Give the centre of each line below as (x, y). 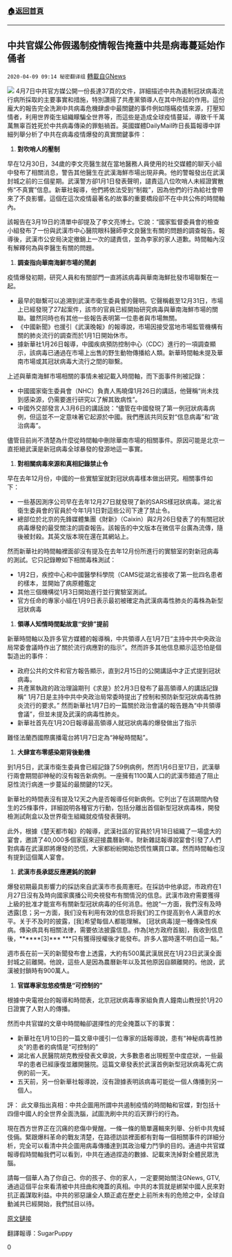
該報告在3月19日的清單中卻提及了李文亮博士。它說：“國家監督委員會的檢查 (113, 222)
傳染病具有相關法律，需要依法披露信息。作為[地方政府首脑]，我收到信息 (121, 930)
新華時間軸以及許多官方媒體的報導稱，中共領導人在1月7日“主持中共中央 (108, 639)
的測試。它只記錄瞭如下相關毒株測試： (61, 560)
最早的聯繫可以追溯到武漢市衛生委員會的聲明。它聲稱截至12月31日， (114, 301)
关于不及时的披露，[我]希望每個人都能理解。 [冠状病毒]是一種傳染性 (115, 921)
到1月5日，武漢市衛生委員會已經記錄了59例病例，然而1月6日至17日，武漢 (110, 767)
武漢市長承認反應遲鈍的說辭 (57, 872)
